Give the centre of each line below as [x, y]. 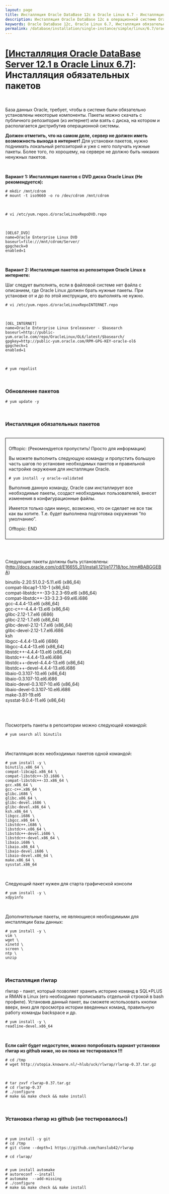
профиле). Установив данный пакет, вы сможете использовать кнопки [81, 1001]
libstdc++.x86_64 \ [26, 829]
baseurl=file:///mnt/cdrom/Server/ [43, 242]
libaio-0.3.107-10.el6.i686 [31, 679]
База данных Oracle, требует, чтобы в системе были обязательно [75, 110]
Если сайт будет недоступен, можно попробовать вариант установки [82, 1045]
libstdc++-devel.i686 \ [30, 833]
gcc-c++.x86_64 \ [23, 789]
